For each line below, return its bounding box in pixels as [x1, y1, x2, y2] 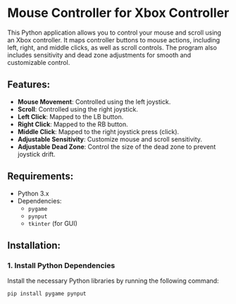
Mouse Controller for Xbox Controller [7, 5, 230, 21]
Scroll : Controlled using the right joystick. [17, 104, 139, 114]
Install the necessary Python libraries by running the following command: [7, 276, 220, 285]
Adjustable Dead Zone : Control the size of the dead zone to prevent [17, 142, 216, 151]
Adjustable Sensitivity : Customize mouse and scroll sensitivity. [17, 135, 203, 143]
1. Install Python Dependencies [7, 260, 116, 270]
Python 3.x [17, 189, 49, 197]
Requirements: [7, 171, 74, 183]
